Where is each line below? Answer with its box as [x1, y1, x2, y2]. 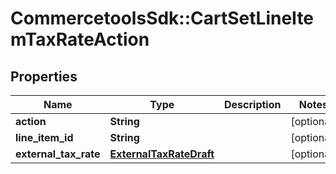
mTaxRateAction [10, 28, 150, 51]
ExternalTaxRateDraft [109, 147, 215, 161]
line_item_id [15, 131, 74, 144]
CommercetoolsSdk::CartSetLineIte [10, 7, 315, 30]
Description [224, 98, 282, 111]
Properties [10, 68, 78, 85]
